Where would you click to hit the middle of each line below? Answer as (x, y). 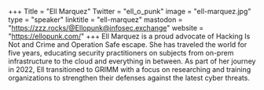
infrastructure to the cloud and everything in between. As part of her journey (132, 61)
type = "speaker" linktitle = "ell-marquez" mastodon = (95, 20)
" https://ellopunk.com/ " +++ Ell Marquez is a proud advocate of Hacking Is (129, 36)
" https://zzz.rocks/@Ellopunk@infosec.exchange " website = (106, 28)
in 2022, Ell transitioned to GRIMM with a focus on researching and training (130, 69)
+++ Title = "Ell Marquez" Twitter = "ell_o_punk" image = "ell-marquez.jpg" (130, 11)
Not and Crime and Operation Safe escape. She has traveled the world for (128, 45)
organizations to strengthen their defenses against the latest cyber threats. (129, 78)
